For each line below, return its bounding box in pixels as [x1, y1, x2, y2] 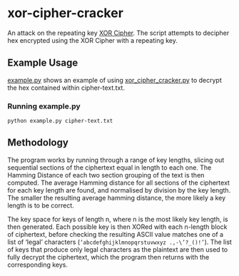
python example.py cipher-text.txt [7, 118, 113, 125]
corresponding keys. [7, 260, 68, 269]
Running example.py [7, 101, 81, 111]
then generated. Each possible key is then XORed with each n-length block [7, 223, 228, 231]
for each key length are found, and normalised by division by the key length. [7, 185, 231, 194]
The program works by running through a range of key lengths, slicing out [7, 155, 225, 164]
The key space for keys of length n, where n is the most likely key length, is [7, 215, 228, 223]
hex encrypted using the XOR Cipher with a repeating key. [7, 36, 178, 44]
